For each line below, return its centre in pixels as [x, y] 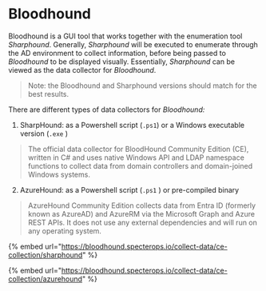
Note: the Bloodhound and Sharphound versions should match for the [142, 86]
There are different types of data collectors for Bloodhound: [107, 110]
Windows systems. [59, 174]
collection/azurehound [45, 279]
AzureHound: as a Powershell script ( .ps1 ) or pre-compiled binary [129, 189]
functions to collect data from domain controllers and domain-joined [140, 165]
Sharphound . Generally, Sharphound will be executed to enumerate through [133, 44]
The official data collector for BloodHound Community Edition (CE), [138, 149]
